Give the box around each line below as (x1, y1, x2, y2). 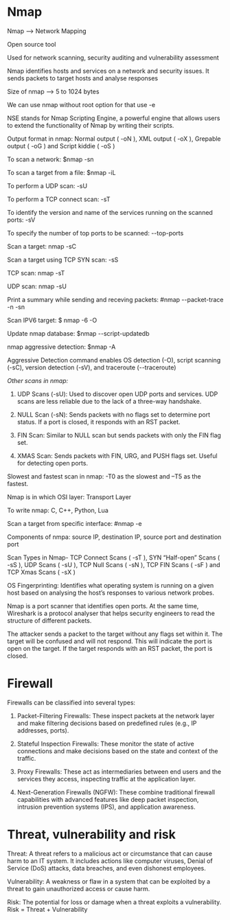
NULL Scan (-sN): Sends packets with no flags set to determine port (16, 410, 211, 419)
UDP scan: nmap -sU (7, 282, 67, 290)
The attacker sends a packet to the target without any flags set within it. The (7, 630, 223, 638)
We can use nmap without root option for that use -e (7, 100, 156, 108)
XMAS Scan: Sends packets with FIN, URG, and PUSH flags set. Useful (16, 451, 218, 460)
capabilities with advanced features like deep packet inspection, (16, 795, 199, 803)
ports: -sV (7, 216, 36, 224)
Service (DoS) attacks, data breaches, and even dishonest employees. (7, 864, 206, 872)
